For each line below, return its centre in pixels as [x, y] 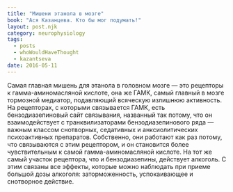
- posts [25, 46]
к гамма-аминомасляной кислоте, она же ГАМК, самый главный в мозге [116, 93]
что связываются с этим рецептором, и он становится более [98, 144]
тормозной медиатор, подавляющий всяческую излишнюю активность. [115, 100]
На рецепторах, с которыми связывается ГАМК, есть [86, 107]
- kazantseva [32, 59]
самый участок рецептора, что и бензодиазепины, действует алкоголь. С [117, 159]
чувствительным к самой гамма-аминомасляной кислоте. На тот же [110, 152]
